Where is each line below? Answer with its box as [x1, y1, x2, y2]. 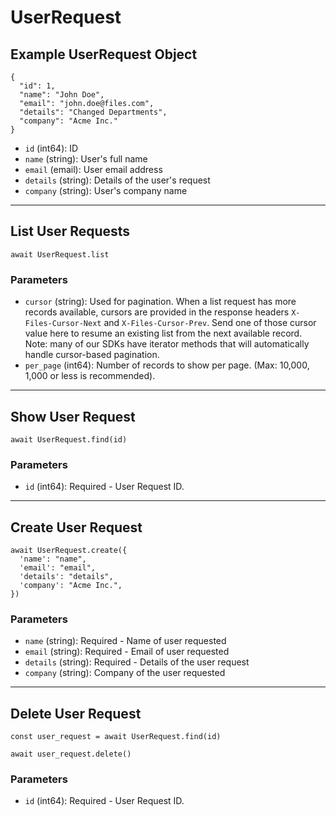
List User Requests [10, 223, 131, 240]
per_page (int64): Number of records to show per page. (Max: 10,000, [24, 359, 310, 371]
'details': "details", [19, 572, 114, 582]
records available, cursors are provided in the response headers [24, 306, 290, 318]
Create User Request [10, 519, 143, 536]
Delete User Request [10, 705, 142, 722]
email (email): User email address [24, 164, 163, 175]
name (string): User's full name [24, 153, 148, 165]
